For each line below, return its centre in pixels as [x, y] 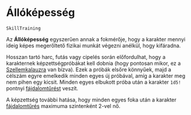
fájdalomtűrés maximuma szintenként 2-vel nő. [63, 106]
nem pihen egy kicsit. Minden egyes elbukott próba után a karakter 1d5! [94, 82]
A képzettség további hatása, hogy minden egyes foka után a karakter [91, 100]
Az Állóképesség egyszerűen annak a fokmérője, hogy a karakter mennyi [96, 39]
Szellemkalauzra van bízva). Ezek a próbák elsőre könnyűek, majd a [89, 69]
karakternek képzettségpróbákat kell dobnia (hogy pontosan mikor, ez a [94, 63]
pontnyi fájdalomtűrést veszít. [42, 88]
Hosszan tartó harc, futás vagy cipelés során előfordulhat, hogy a [86, 57]
